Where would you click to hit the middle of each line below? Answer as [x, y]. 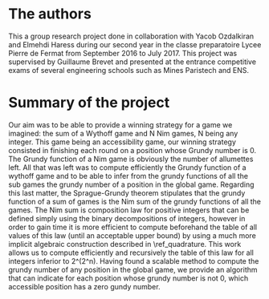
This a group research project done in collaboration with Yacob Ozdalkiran [131, 36]
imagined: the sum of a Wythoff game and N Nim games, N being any [123, 133]
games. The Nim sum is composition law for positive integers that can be [129, 210]
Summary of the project [89, 103]
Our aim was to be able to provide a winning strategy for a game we [120, 124]
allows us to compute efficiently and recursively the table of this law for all [131, 253]
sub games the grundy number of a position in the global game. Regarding [131, 184]
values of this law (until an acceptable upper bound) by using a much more [132, 235]
